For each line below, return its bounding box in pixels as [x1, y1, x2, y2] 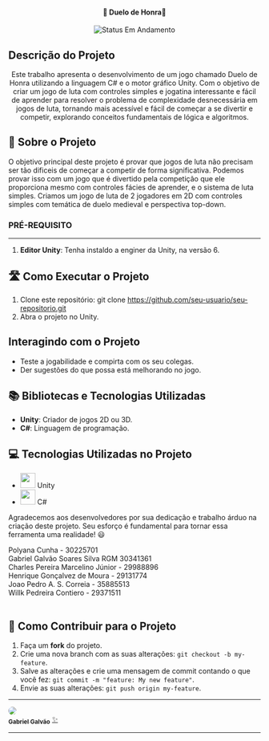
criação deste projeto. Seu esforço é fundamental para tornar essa [8, 521, 228, 531]
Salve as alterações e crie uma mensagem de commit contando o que [19, 666, 251, 676]
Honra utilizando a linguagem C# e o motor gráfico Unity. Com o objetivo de [9, 78, 260, 88]
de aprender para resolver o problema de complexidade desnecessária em [11, 96, 258, 105]
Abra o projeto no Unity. [19, 311, 99, 321]
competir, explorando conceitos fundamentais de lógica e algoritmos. [19, 112, 250, 122]
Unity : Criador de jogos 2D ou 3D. [19, 414, 133, 424]
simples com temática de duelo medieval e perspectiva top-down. [8, 199, 227, 209]
